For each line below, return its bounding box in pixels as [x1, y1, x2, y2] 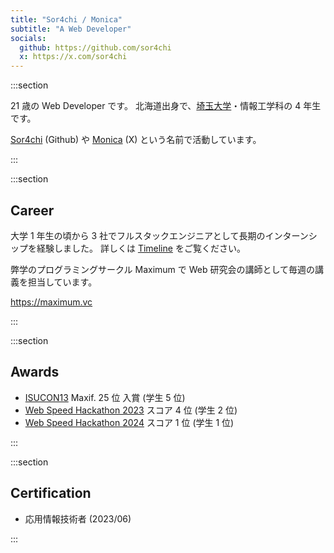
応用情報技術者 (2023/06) [24, 512, 132, 525]
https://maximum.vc [10, 296, 93, 308]
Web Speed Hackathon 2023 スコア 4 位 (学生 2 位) [24, 404, 238, 416]
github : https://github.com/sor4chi [19, 42, 172, 53]
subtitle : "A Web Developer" [10, 24, 132, 34]
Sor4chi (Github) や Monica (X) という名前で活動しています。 [10, 134, 262, 146]
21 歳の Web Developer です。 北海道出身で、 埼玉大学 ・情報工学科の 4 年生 [10, 100, 322, 112]
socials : [10, 33, 47, 43]
